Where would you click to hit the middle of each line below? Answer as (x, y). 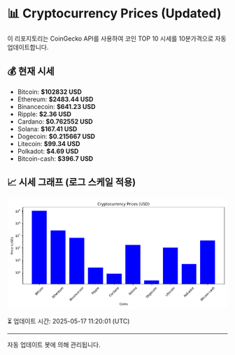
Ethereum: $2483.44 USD (55, 99)
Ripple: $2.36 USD (44, 114)
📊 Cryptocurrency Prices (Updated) (114, 14)
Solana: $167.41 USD (47, 129)
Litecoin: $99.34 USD (49, 143)
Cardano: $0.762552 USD (55, 121)
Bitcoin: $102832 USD (50, 92)
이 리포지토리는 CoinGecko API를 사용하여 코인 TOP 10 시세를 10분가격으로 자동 (117, 38)
